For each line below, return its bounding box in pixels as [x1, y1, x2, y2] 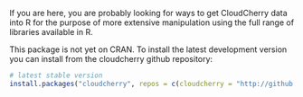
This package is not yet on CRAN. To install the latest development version [9, 44, 288, 55]
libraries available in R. [9, 27, 93, 37]
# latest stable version [9, 71, 103, 80]
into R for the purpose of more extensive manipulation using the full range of [9, 17, 295, 28]
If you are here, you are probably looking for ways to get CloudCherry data [9, 8, 288, 18]
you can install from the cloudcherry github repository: [9, 54, 213, 64]
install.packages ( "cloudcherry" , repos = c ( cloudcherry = [9, 79, 232, 88]
